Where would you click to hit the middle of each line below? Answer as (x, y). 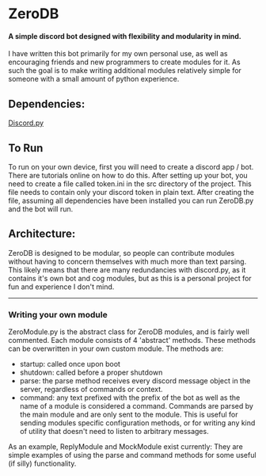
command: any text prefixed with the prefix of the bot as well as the (130, 398)
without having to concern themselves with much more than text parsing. (127, 261)
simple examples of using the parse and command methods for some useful (132, 455)
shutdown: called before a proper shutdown (91, 372)
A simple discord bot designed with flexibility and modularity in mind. (125, 36)
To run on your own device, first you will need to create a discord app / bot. (131, 167)
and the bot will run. (41, 209)
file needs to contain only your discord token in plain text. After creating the (131, 192)
